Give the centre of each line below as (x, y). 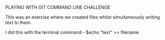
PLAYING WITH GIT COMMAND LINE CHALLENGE (58, 7)
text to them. (19, 23)
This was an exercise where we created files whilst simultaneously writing (82, 17)
